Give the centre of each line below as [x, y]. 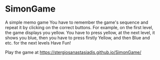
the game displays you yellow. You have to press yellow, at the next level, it [80, 32]
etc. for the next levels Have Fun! [38, 43]
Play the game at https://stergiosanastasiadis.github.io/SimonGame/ [73, 52]
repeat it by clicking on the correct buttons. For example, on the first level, [79, 27]
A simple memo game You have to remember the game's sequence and [77, 22]
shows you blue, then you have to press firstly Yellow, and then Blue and [77, 38]
